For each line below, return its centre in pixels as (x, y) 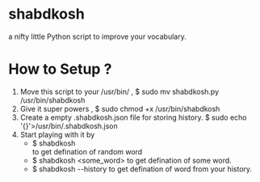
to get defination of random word (87, 151)
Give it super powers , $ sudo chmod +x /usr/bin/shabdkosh (120, 108)
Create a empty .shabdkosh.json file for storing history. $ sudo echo (133, 117)
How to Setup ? (60, 69)
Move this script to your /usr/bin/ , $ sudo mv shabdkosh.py (120, 91)
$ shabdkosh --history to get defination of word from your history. (142, 169)
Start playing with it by (57, 134)
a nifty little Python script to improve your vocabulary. (98, 36)
